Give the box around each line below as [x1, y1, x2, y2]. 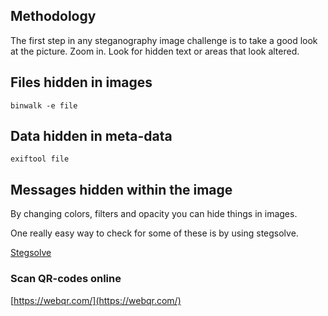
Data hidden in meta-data [10, 128, 173, 145]
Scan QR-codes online [10, 272, 122, 286]
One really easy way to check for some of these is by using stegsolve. [10, 227, 299, 239]
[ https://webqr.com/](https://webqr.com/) [10, 294, 182, 306]
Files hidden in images [10, 74, 153, 91]
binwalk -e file [10, 100, 78, 111]
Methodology [10, 8, 97, 25]
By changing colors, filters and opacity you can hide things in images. [10, 208, 298, 220]
